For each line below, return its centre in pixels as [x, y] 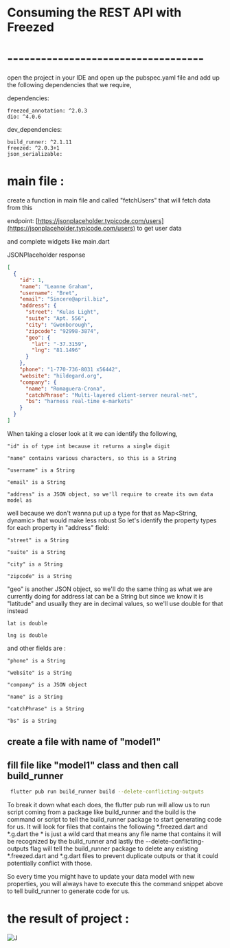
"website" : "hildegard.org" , [61, 375]
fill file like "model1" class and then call [93, 765]
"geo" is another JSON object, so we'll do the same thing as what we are [110, 589]
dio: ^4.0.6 [24, 117]
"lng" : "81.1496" [56, 350]
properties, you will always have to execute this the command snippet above [115, 884]
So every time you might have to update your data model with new [101, 877]
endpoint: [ [23, 221]
